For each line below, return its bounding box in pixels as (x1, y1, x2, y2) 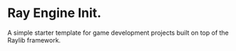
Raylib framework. (7, 35, 61, 44)
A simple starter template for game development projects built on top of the (7, 28, 230, 37)
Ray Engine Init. (7, 5, 102, 21)
